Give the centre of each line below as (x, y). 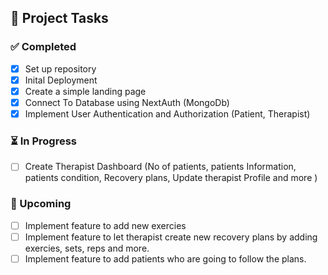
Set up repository (60, 68)
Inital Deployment (61, 80)
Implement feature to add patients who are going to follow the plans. (165, 258)
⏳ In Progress (43, 141)
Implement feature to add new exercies (105, 225)
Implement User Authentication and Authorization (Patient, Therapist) (167, 113)
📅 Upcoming (41, 204)
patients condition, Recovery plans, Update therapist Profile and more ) (171, 178)
